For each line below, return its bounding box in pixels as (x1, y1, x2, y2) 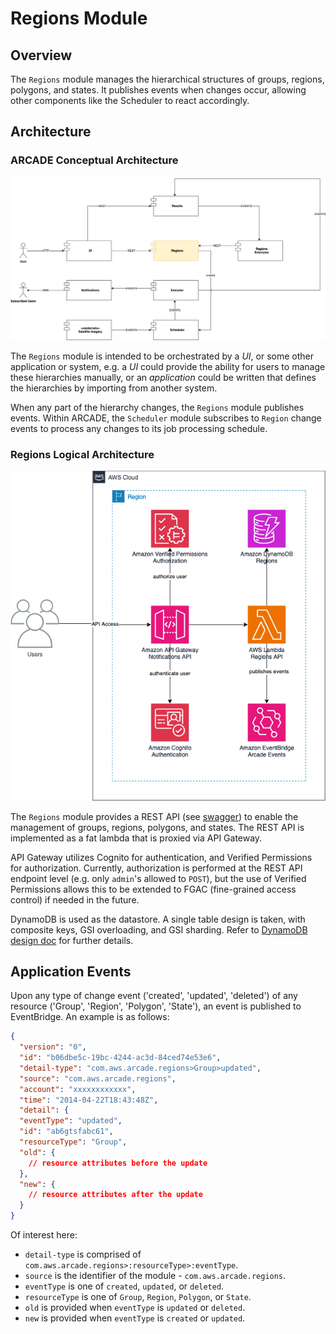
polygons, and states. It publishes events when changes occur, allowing (10, 84, 307, 96)
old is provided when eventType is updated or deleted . (24, 1302, 246, 1314)
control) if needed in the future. (10, 893, 140, 906)
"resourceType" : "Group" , (19, 1137, 128, 1147)
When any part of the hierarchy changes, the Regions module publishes (10, 402, 305, 414)
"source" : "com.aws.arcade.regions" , (19, 1073, 177, 1084)
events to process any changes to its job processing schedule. (10, 423, 268, 435)
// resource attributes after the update (28, 1190, 203, 1200)
